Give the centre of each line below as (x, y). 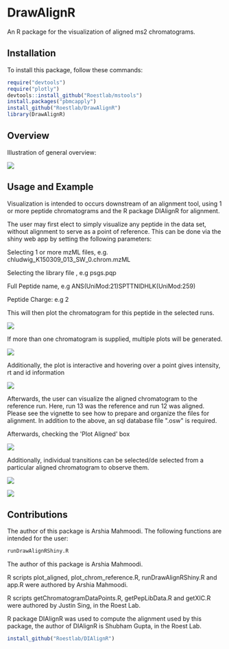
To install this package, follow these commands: (75, 69)
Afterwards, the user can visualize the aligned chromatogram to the (102, 398)
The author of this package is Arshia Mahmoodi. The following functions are (114, 531)
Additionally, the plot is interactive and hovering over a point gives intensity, (114, 365)
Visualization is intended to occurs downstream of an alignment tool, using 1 (114, 203)
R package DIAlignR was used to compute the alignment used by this (105, 619)
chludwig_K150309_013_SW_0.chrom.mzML (69, 259)
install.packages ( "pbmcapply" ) (52, 102)
